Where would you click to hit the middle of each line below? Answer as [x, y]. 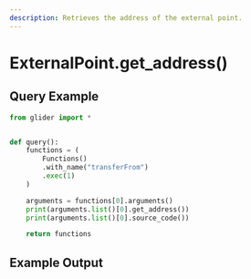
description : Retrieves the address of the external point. [126, 18]
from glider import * [51, 118]
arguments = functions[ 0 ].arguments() [99, 201]
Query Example [54, 97]
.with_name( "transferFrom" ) [95, 168]
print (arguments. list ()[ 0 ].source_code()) [108, 218]
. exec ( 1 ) [59, 176]
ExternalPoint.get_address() [119, 62]
